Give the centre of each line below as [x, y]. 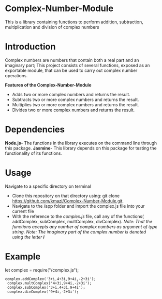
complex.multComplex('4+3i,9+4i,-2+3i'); [49, 283]
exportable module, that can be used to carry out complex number [71, 70]
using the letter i [28, 237]
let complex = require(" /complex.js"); [42, 270]
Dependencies [35, 130]
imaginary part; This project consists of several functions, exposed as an [78, 65]
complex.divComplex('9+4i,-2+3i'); [43, 292]
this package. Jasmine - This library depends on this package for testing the [81, 148]
